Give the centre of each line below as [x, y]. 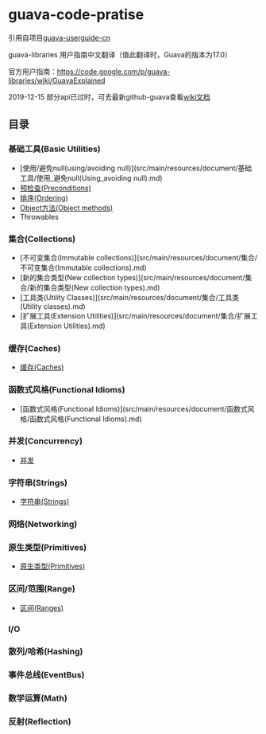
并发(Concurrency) [46, 441]
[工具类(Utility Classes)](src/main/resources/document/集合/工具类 [129, 297]
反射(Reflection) [40, 722]
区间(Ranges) [42, 607]
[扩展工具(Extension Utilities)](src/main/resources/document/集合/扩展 [135, 315]
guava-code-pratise [76, 15]
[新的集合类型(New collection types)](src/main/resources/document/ [132, 277]
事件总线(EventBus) [46, 675]
